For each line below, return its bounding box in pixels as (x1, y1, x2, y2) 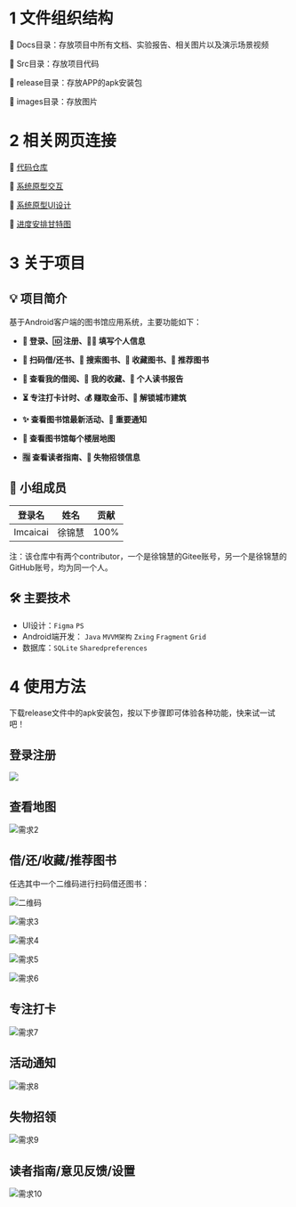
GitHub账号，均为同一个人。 (9, 562, 113, 573)
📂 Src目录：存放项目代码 (9, 58, 100, 69)
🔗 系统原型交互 (9, 180, 64, 192)
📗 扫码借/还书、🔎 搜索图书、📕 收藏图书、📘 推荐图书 (21, 354, 210, 365)
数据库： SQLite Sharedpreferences (21, 642, 148, 653)
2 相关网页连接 (9, 131, 117, 151)
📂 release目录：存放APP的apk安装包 (9, 77, 143, 87)
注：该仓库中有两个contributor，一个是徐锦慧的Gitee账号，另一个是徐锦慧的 (9, 550, 287, 561)
